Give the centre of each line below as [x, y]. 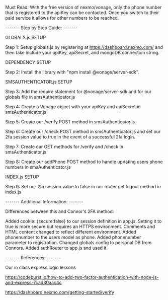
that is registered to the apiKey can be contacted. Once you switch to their [82, 13]
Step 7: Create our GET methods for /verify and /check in [64, 146]
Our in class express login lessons [41, 267]
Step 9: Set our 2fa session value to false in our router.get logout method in [83, 186]
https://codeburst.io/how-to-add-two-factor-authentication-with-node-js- [82, 277]
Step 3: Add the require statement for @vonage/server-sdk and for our [78, 92]
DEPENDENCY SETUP [28, 62]
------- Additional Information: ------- [44, 202]
